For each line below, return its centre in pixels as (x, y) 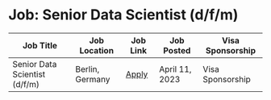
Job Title (40, 45)
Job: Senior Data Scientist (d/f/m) (123, 15)
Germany (93, 79)
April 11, (175, 69)
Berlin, (88, 69)
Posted (177, 50)
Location (97, 50)
